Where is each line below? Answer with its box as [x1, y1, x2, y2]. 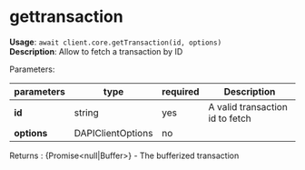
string [74, 106, 99, 119]
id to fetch [208, 112, 251, 125]
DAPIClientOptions [74, 126, 153, 139]
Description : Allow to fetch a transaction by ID [9, 45, 183, 56]
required [162, 85, 200, 97]
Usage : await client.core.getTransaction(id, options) [9, 36, 222, 47]
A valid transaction [208, 100, 288, 113]
